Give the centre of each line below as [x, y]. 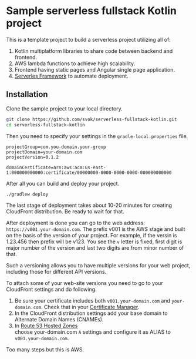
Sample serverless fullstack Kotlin [92, 11]
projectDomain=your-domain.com [44, 152]
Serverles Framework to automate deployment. [71, 76]
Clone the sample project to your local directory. [65, 108]
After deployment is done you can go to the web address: [76, 223]
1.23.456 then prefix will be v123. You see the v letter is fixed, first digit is [94, 241]
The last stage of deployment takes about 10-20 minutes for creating [89, 205]
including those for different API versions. [56, 272]
